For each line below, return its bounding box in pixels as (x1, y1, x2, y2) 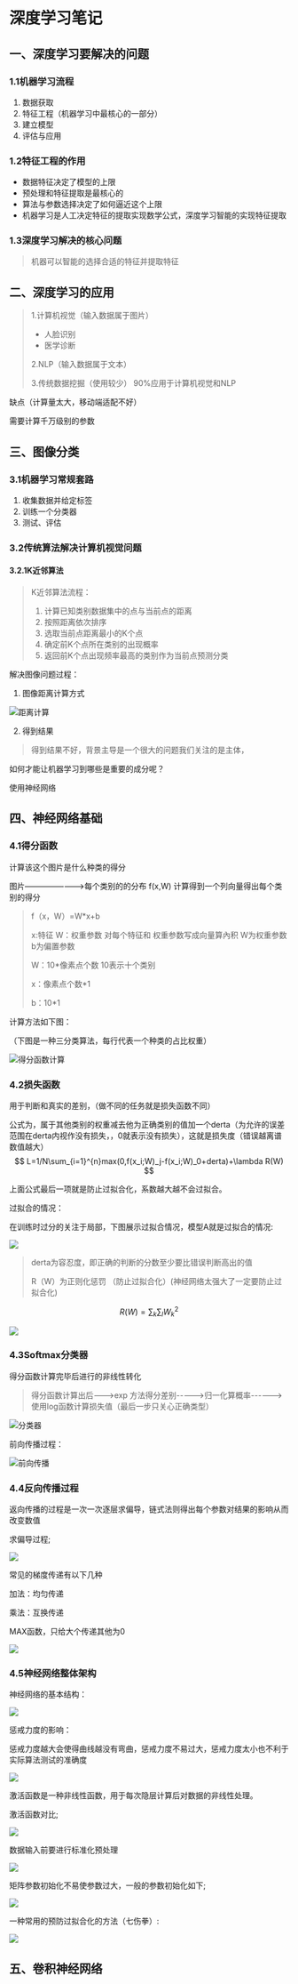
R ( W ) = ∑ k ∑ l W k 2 (119, 1305, 179, 1319)
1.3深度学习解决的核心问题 (9, 235, 122, 247)
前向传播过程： (9, 1438, 64, 1450)
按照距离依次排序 (43, 617, 107, 628)
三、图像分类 (9, 444, 80, 459)
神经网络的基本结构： (9, 1689, 87, 1699)
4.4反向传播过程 (9, 1482, 80, 1494)
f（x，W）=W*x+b (30, 911, 100, 921)
